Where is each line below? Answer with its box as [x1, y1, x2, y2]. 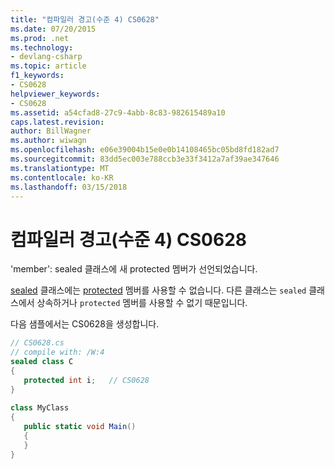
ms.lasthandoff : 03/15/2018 [10, 182, 128, 192]
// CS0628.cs [10, 338, 65, 348]
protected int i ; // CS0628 [23, 375, 150, 385]
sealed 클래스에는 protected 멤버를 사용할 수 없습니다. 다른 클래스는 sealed [10, 284, 307, 296]
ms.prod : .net [10, 33, 70, 43]
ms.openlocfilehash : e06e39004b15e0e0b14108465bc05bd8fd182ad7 [10, 145, 280, 155]
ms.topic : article [10, 61, 87, 71]
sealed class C [10, 357, 74, 367]
